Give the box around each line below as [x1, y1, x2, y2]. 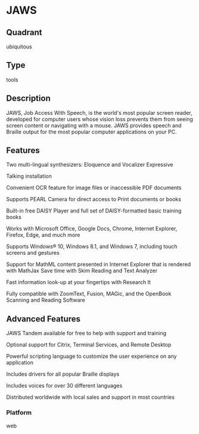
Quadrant [6, 27, 43, 38]
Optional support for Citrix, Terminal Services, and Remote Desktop [6, 341, 172, 348]
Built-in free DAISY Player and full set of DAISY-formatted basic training [6, 207, 182, 214]
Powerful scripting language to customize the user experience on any [6, 352, 177, 360]
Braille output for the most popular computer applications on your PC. [6, 128, 177, 135]
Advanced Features [6, 314, 81, 324]
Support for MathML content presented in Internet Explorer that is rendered [6, 261, 191, 268]
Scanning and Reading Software [6, 296, 85, 304]
